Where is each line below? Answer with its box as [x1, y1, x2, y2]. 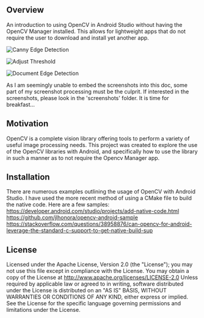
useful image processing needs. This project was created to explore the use [6, 141, 198, 148]
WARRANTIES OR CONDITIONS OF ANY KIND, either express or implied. [6, 293, 188, 301]
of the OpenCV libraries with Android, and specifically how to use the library [6, 148, 198, 155]
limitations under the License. [6, 306, 81, 314]
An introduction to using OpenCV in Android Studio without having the [6, 21, 183, 28]
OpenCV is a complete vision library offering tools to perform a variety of [6, 134, 190, 142]
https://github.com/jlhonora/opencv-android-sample [6, 214, 139, 222]
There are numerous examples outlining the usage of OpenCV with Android [6, 188, 195, 195]
